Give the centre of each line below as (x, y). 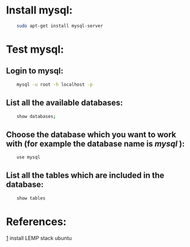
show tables (31, 198)
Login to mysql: (35, 71)
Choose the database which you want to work (91, 135)
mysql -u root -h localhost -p (55, 84)
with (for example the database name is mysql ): (96, 143)
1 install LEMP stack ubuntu (39, 238)
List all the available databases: (65, 103)
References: (36, 221)
